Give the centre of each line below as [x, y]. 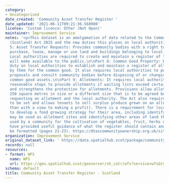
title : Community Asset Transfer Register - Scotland [63, 173]
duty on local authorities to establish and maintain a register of [83, 66]
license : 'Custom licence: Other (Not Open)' [54, 29]
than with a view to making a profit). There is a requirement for [82, 108]
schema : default [22, 168]
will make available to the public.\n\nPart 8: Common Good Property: [85, 61]
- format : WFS [20, 154]
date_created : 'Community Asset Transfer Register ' [62, 19]
